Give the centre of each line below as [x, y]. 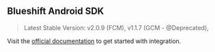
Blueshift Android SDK [56, 11]
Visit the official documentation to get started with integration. [94, 41]
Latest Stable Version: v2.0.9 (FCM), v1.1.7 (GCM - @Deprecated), [116, 27]
